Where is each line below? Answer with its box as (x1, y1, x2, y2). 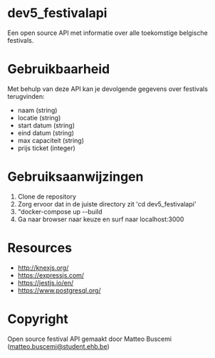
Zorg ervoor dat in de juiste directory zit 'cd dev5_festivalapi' (17, 199, 196, 208)
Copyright (7, 311, 69, 327)
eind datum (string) (17, 128, 75, 137)
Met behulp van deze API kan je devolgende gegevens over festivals (7, 84, 209, 93)
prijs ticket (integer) (17, 144, 76, 152)
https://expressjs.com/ (17, 270, 84, 279)
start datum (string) (17, 121, 75, 130)
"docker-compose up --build (17, 207, 103, 216)
